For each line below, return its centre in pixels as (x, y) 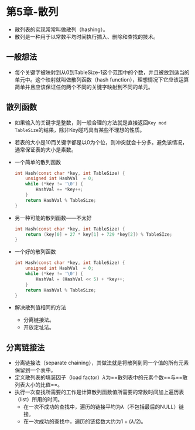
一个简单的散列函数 (38, 162)
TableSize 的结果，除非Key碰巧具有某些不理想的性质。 (80, 130)
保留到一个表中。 (35, 370)
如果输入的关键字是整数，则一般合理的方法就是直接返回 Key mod (90, 122)
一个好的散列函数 (35, 252)
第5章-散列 (32, 12)
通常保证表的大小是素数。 (45, 150)
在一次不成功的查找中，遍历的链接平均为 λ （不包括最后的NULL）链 (104, 407)
